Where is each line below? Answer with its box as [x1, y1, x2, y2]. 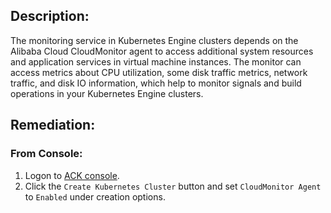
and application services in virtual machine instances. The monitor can [10, 55, 302, 68]
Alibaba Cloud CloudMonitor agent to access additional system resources [10, 45, 314, 57]
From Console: [10, 147, 83, 161]
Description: [10, 8, 90, 25]
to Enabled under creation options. [24, 190, 166, 203]
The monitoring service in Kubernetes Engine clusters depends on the [10, 34, 299, 46]
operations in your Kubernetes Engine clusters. [10, 87, 204, 99]
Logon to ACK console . [24, 169, 120, 181]
